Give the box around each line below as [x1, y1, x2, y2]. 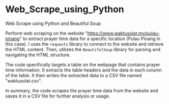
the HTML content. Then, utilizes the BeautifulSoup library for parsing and [5, 46, 161, 52]
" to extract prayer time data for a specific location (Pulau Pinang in [19, 36, 161, 42]
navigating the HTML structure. [5, 52, 71, 58]
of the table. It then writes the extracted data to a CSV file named [5, 72, 142, 78]
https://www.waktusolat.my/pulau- [87, 30, 160, 36]
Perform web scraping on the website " [5, 30, 88, 36]
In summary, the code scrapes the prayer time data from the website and [5, 87, 158, 93]
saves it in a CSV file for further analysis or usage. [5, 93, 110, 99]
